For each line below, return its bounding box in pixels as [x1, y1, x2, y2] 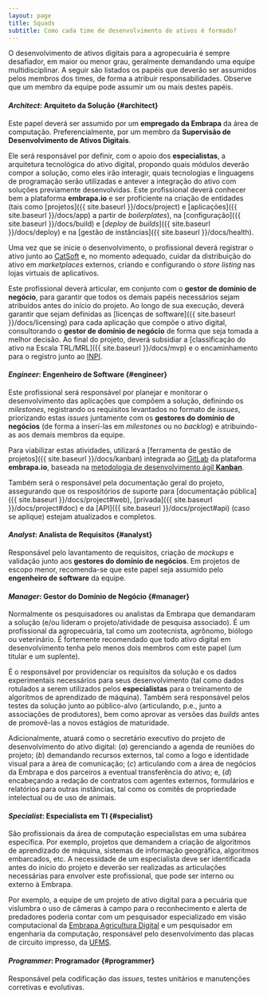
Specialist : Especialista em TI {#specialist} [8, 811, 154, 821]
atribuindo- [221, 421, 258, 431]
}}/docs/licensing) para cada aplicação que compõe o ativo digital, [8, 317, 227, 327]
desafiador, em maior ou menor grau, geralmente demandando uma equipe [8, 57, 255, 66]
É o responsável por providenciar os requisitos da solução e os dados [8, 667, 238, 677]
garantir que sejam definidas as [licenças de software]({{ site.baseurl [8, 309, 236, 319]
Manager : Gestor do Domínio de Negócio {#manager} [8, 592, 190, 601]
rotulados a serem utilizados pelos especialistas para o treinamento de [8, 684, 242, 694]
